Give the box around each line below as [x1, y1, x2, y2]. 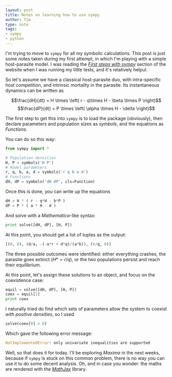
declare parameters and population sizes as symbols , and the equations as [5, 121, 164, 127]
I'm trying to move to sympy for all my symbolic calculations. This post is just [5, 50, 165, 56]
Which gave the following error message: [5, 330, 92, 336]
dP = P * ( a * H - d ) [5, 203, 56, 208]
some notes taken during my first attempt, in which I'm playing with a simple [5, 55, 166, 62]
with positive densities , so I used [5, 311, 74, 318]
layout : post [5, 7, 33, 13]
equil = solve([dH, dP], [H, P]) [5, 287, 77, 292]
